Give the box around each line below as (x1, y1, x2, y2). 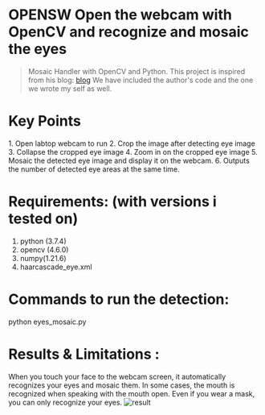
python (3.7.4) (19, 236, 67, 246)
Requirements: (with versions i (8, 193, 217, 211)
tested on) (8, 210, 79, 228)
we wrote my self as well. (27, 83, 112, 93)
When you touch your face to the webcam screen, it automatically (8, 371, 226, 381)
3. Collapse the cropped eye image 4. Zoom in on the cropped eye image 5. (8, 147, 259, 156)
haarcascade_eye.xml (19, 262, 92, 272)
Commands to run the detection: (8, 290, 230, 308)
